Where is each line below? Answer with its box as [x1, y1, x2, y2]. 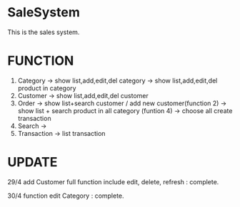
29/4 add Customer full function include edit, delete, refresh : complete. [7, 177, 219, 186]
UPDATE [7, 154, 58, 171]
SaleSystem [7, 4, 80, 21]
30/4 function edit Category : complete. [7, 191, 124, 200]
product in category [17, 83, 76, 92]
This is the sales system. [7, 28, 80, 36]
